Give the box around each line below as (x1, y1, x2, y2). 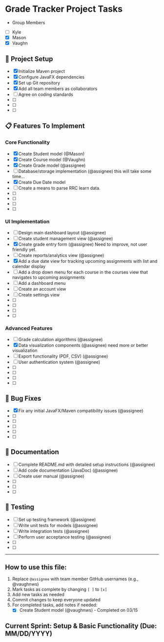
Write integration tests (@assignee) (18, 528, 89, 534)
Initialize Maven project (18, 68, 65, 74)
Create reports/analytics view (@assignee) (18, 252, 104, 258)
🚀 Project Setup (5, 55, 53, 63)
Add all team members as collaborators (18, 86, 98, 92)
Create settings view (18, 292, 60, 298)
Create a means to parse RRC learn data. (18, 185, 101, 191)
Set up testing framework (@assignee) (18, 516, 96, 522)
